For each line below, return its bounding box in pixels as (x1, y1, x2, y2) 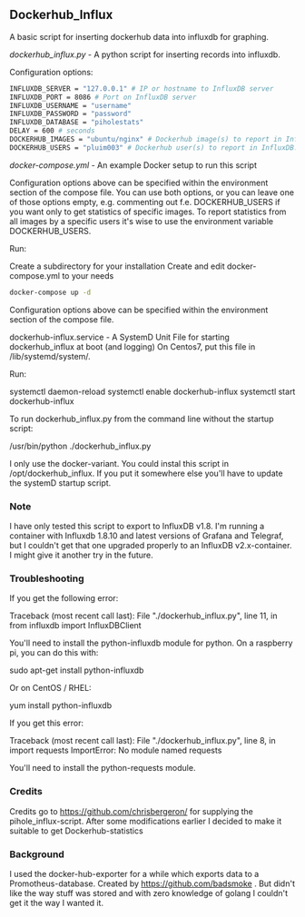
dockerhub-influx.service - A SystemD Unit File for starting (9, 331, 230, 342)
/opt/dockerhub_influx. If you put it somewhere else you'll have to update (9, 468, 283, 478)
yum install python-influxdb (9, 700, 112, 711)
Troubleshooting (9, 572, 84, 585)
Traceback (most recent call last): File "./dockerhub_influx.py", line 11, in (9, 610, 279, 621)
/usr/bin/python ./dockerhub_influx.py (9, 440, 152, 451)
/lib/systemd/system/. (9, 350, 91, 361)
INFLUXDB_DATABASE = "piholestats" (9, 118, 144, 127)
